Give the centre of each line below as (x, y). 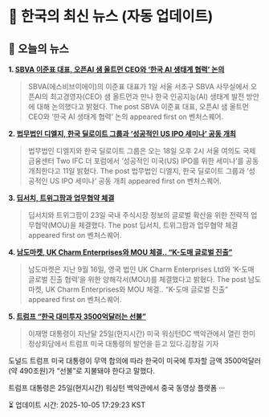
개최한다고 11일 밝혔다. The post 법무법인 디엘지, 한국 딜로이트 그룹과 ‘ (138, 171)
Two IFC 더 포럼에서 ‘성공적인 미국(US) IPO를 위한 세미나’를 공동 (157, 161)
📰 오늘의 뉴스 (39, 49)
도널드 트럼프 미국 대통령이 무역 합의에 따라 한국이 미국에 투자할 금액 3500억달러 (134, 361)
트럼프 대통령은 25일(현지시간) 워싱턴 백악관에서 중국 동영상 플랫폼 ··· (117, 388)
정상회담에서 (48, 343)
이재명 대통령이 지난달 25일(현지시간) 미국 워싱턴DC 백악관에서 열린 (134, 333)
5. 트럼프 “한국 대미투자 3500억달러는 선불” (77, 317)
